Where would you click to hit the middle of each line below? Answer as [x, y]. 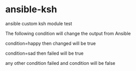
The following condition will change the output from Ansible [68, 33]
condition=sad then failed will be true [44, 53]
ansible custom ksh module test [39, 23]
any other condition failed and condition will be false [60, 63]
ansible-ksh [31, 9]
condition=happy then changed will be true [51, 43]
